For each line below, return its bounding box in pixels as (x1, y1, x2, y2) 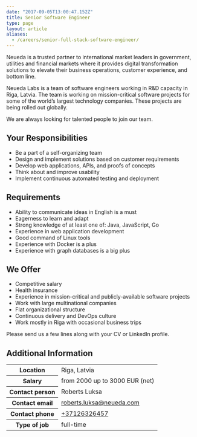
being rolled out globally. (6, 104, 68, 111)
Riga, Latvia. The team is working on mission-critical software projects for (6, 91, 190, 98)
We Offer (6, 264, 41, 275)
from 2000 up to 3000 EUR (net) (61, 377, 155, 385)
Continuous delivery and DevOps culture (15, 312, 117, 320)
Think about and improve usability (15, 168, 100, 175)
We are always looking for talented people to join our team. (6, 115, 153, 123)
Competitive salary (15, 280, 62, 288)
